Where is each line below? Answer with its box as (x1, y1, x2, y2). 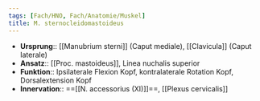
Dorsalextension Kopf (19, 75, 93, 85)
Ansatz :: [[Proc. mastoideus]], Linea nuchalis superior (19, 58, 200, 68)
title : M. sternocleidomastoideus (8, 19, 125, 27)
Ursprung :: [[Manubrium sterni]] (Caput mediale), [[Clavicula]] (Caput (19, 41, 252, 50)
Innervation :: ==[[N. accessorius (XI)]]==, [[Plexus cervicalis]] (19, 83, 229, 93)
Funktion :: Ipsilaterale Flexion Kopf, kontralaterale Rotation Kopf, (19, 67, 233, 76)
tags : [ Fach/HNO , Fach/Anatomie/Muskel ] (8, 11, 147, 20)
